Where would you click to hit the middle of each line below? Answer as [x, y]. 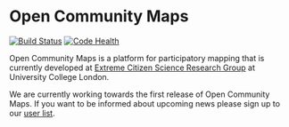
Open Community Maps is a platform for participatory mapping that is [137, 58]
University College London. [59, 76]
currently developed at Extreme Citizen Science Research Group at [132, 67]
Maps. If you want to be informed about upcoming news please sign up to [145, 103]
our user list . [32, 113]
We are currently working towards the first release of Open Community [140, 94]
